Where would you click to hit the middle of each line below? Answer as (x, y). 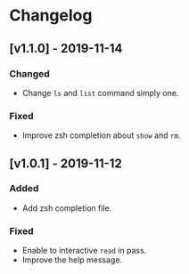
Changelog (51, 16)
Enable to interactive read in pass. (84, 251)
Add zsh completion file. (67, 208)
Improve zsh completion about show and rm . (101, 135)
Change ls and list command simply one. (100, 93)
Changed (30, 74)
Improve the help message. (72, 260)
